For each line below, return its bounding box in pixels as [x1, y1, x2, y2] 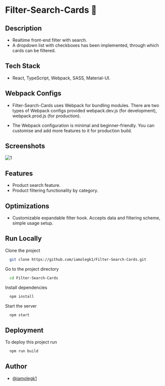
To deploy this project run [5, 339, 58, 345]
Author [5, 362, 27, 371]
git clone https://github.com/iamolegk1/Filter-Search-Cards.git [9, 257, 147, 262]
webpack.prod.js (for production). [12, 113, 81, 119]
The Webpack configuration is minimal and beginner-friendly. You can [12, 122, 155, 128]
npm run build [9, 349, 38, 354]
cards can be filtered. [12, 48, 56, 53]
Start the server [5, 303, 37, 309]
